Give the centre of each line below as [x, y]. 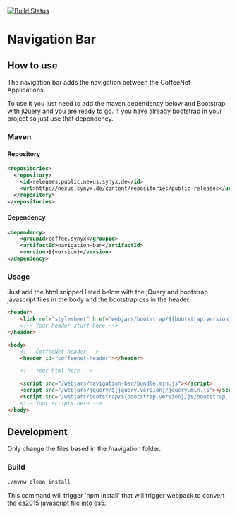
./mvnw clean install [39, 482]
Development [38, 432]
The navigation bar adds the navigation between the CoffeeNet [99, 82]
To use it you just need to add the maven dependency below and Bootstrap [116, 103]
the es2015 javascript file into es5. [57, 503]
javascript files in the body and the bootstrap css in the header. [99, 299]
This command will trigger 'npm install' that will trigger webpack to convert [116, 495]
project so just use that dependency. [61, 119]
